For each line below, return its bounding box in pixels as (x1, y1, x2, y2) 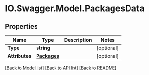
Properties (5, 22, 38, 30)
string (36, 45, 51, 51)
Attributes (7, 53, 32, 59)
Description (64, 37, 92, 43)
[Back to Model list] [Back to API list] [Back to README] (5, 65, 117, 71)
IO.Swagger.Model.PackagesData (5, 3, 145, 14)
